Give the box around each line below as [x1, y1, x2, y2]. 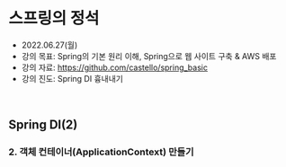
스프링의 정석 [8, 8, 100, 29]
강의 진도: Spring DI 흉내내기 [21, 73, 123, 83]
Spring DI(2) [8, 118, 78, 133]
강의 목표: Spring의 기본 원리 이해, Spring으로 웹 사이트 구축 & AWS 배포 [21, 50, 277, 61]
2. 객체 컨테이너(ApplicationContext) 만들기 [8, 145, 194, 158]
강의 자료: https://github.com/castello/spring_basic [21, 62, 209, 73]
